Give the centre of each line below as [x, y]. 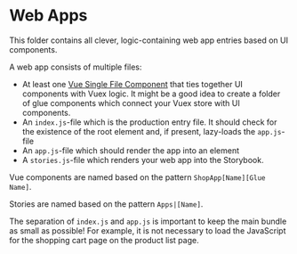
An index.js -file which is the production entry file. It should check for [149, 122]
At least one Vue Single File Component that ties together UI [132, 84]
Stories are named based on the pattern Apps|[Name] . [106, 204]
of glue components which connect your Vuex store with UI [131, 102]
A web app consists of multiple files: [76, 67]
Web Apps [48, 16]
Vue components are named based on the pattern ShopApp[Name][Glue [137, 177]
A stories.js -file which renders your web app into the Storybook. [143, 160]
